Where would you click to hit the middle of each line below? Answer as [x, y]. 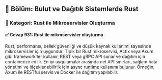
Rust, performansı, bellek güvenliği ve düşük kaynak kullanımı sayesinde [78, 46]
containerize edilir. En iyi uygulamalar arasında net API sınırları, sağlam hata [81, 61]
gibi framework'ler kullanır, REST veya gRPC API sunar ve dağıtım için [75, 56]
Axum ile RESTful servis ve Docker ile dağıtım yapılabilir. [62, 72]
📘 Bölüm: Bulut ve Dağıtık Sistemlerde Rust [72, 9]
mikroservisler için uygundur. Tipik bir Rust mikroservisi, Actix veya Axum [79, 51]
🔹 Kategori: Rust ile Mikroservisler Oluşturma [60, 23]
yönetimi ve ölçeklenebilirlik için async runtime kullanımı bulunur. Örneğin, [80, 67]
